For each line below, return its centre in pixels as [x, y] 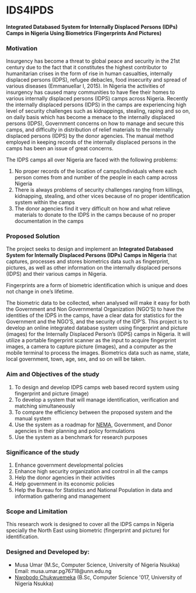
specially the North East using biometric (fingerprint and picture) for [88, 530]
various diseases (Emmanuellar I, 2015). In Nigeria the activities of [85, 86]
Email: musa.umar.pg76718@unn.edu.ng [63, 571]
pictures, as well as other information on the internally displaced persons [94, 268]
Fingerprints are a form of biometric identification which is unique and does [97, 285]
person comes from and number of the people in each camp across [96, 177]
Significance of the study [43, 452]
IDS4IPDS [30, 10]
